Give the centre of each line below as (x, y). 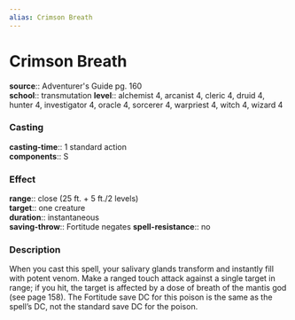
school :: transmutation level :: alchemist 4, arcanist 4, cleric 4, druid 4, (137, 95)
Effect (23, 179)
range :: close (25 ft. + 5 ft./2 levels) (74, 199)
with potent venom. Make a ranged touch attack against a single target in (143, 278)
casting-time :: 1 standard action (68, 146)
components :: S (39, 156)
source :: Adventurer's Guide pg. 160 (76, 86)
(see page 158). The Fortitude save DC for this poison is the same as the (141, 297)
